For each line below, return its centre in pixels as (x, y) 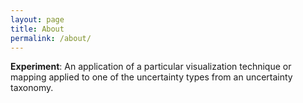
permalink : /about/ (51, 38)
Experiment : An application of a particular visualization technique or (151, 67)
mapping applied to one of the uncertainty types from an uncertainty (151, 77)
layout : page (37, 19)
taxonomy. (32, 88)
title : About (37, 29)
